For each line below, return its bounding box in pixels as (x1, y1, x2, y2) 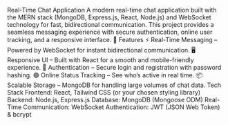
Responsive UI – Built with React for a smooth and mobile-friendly (7, 56, 195, 64)
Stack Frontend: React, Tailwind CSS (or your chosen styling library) (7, 88, 201, 96)
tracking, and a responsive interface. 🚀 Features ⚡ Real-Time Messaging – (7, 36, 218, 44)
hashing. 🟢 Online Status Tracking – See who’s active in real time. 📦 (7, 71, 203, 79)
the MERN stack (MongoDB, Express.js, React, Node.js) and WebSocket (7, 13, 212, 21)
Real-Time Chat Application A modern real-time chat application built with (7, 6, 217, 14)
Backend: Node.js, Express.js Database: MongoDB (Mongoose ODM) (7, 96, 204, 104)
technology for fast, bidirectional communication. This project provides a (7, 21, 214, 28)
